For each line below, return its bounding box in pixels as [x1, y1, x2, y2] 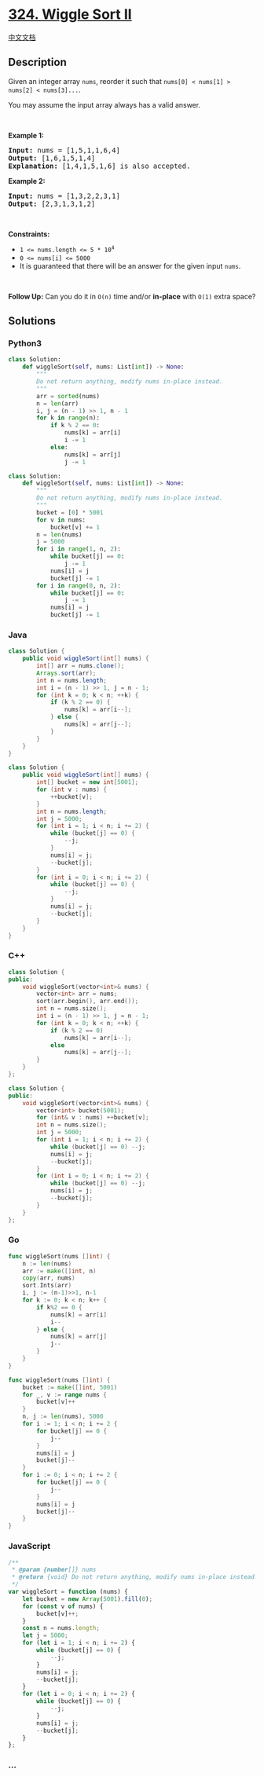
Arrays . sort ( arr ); [36, 669, 97, 677]
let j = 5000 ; [22, 1631, 68, 1639]
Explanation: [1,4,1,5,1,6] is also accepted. [8, 161, 191, 170]
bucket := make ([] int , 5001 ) [22, 1383, 118, 1391]
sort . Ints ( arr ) [22, 1282, 72, 1290]
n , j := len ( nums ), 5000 [22, 1412, 104, 1421]
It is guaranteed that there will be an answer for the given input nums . [19, 261, 241, 270]
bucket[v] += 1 [49, 523, 101, 531]
